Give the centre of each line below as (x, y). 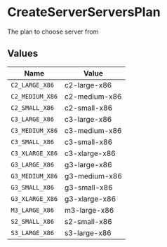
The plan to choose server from (53, 31)
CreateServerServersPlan (84, 12)
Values (23, 54)
